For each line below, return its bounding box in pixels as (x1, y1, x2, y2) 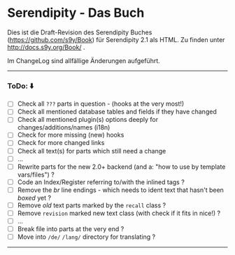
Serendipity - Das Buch (7, 5, 145, 21)
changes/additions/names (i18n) (17, 123, 111, 132)
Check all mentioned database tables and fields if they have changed (17, 107, 217, 116)
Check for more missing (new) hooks (17, 131, 124, 139)
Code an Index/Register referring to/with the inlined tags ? (17, 177, 185, 186)
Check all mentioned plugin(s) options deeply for (17, 116, 159, 124)
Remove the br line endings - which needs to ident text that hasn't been (17, 186, 224, 194)
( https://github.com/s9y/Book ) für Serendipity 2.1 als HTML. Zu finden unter (7, 35, 225, 43)
